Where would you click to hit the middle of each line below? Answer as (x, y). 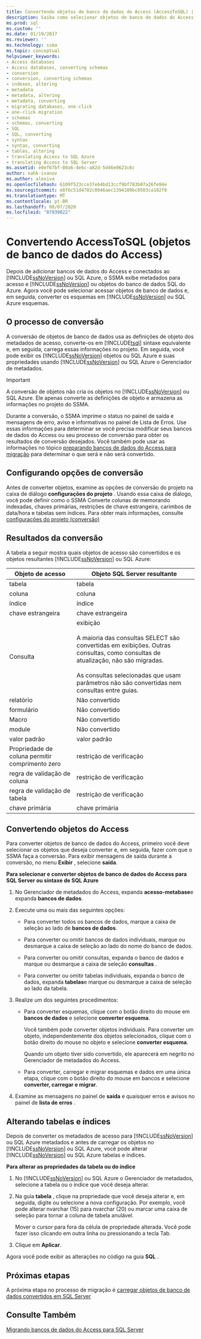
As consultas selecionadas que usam (129, 675)
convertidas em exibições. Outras (124, 645)
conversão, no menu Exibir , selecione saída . (62, 862)
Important (18, 380)
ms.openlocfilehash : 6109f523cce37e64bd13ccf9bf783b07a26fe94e (87, 185)
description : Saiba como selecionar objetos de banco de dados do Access (100, 17)
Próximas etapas (38, 1275)
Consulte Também (41, 1315)
